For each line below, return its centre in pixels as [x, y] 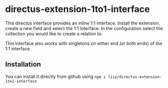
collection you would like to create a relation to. [54, 33]
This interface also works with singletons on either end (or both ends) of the [84, 43]
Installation [23, 64]
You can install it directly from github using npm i [56, 76]
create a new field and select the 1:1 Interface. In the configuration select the [84, 28]
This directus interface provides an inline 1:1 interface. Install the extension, [83, 23]
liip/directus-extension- [135, 77]
